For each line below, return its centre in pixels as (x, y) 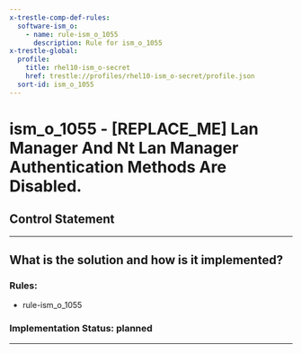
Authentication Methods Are (118, 167)
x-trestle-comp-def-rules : (60, 18)
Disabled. (46, 186)
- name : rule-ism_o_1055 (72, 34)
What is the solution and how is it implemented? (146, 260)
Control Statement (62, 220)
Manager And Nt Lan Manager (124, 148)
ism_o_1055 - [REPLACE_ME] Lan (134, 129)
